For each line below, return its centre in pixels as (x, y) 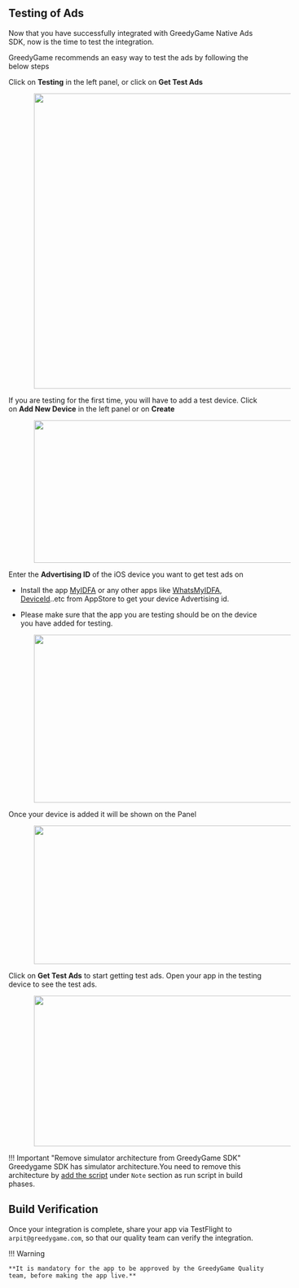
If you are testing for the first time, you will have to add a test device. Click (133, 400)
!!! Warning (26, 1253)
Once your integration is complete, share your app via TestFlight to (120, 1229)
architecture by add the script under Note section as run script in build (125, 1175)
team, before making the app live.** (73, 1275)
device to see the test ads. (53, 984)
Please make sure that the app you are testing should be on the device (139, 614)
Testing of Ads (46, 13)
